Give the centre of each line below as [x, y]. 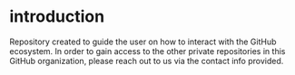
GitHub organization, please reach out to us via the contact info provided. [147, 61]
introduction [57, 17]
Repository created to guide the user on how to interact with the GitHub [143, 42]
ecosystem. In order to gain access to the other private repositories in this [147, 51]
